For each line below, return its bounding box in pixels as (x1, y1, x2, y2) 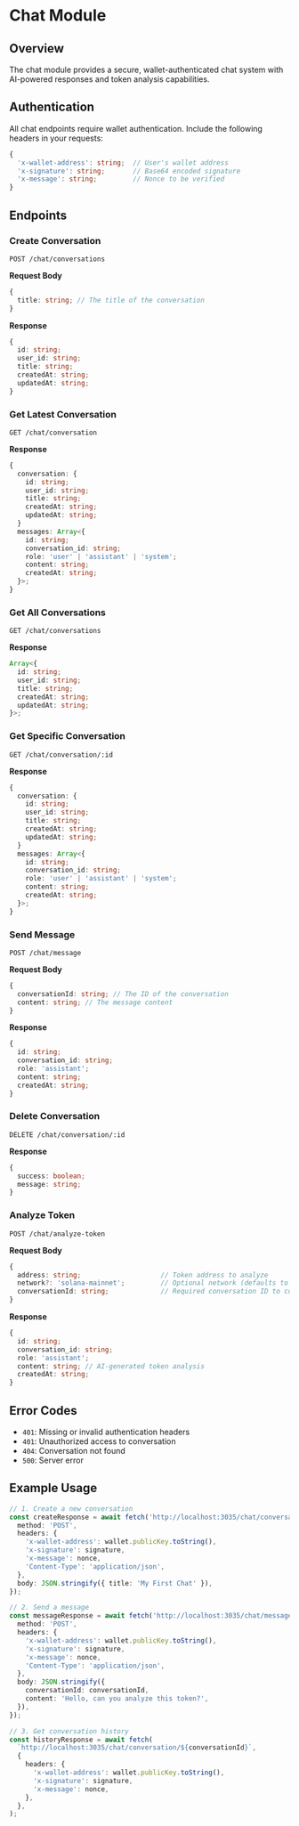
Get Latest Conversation (9, 408, 117, 420)
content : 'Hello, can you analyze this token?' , (25, 1694, 209, 1703)
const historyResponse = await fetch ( (9, 1735, 153, 1744)
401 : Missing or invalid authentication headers (21, 1426, 190, 1437)
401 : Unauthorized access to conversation (21, 1435, 176, 1447)
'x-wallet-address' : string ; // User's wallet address (17, 158, 229, 167)
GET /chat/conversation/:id (9, 750, 114, 759)
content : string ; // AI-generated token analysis (17, 1361, 205, 1371)
